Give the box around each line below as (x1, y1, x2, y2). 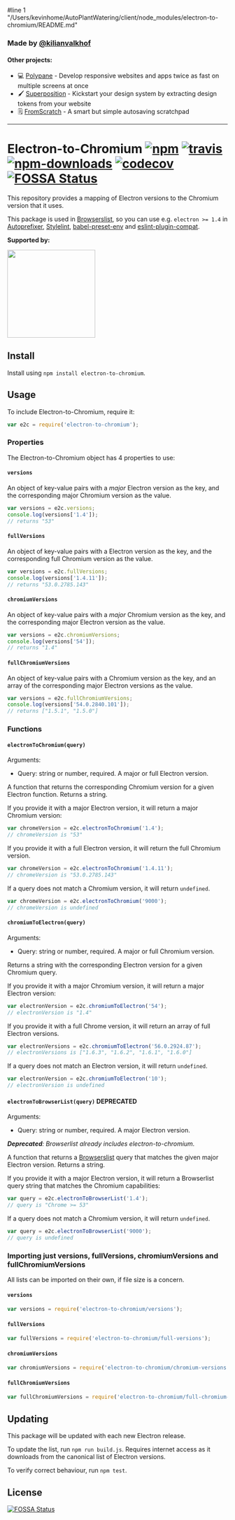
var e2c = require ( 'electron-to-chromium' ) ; (7, 421, 139, 428)
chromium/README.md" (7, 21, 78, 29)
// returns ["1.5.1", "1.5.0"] (7, 708, 99, 715)
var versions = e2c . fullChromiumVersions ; (7, 695, 133, 702)
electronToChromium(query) (7, 741, 86, 748)
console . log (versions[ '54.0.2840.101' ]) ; (7, 701, 130, 709)
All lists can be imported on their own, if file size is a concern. (7, 1276, 185, 1284)
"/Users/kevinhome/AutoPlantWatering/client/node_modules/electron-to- (7, 13, 219, 22)
